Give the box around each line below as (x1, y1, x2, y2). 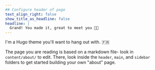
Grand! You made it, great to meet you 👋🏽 (9, 26, 99, 31)
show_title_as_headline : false (5, 16, 70, 21)
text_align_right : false (5, 12, 57, 17)
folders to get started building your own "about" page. (5, 60, 116, 66)
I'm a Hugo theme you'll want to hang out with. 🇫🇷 (5, 39, 110, 45)
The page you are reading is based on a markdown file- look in (5, 49, 134, 55)
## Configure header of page (5, 7, 66, 12)
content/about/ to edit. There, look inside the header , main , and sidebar (5, 54, 151, 60)
